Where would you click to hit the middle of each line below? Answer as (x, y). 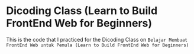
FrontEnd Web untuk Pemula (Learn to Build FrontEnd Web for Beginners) (98, 45)
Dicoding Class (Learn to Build (82, 11)
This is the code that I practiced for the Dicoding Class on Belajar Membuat (97, 39)
